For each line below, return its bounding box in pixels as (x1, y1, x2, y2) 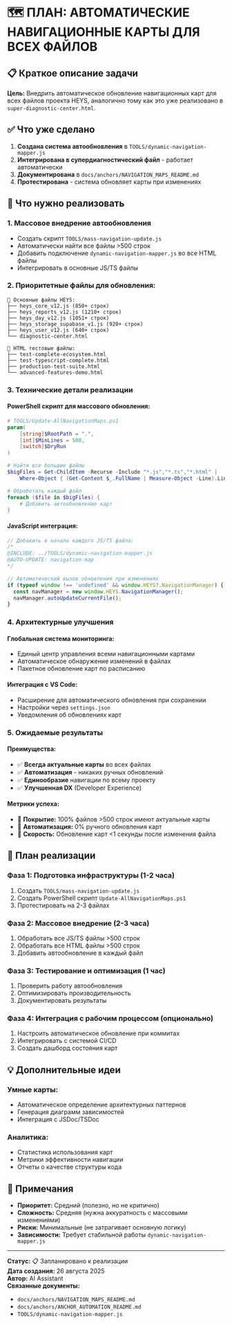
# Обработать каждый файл (7, 488, 81, 494)
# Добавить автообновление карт (19, 500, 113, 508)
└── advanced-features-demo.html (7, 369, 104, 376)
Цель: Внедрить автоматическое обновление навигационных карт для (7, 89, 217, 97)
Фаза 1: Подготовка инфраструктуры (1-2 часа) (7, 871, 175, 880)
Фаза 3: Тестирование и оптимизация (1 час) (7, 965, 166, 975)
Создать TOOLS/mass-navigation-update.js (17, 886, 140, 895)
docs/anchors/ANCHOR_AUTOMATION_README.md (17, 1304, 142, 1310)
